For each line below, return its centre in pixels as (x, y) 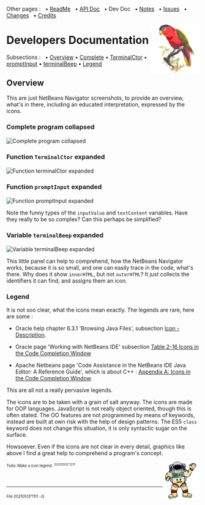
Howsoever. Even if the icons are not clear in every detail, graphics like (96, 446)
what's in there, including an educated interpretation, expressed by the (96, 104)
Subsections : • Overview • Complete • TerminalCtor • (77, 57)
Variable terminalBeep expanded (55, 235)
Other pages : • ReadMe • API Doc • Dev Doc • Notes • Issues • (97, 9)
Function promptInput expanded (54, 187)
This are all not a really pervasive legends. (60, 390)
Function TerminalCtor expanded (56, 157)
